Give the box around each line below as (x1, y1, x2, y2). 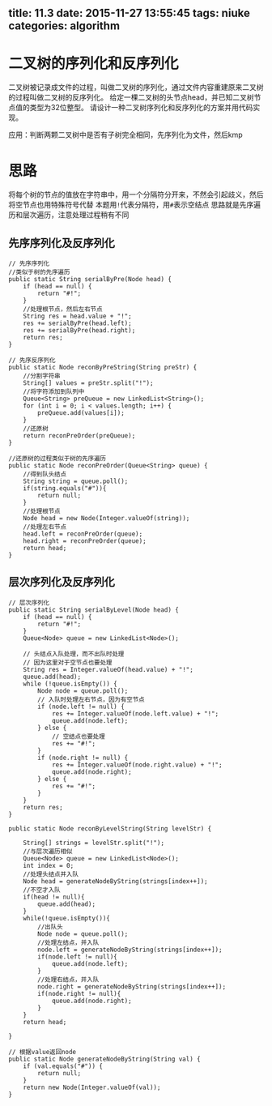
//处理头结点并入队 (23, 870, 79, 878)
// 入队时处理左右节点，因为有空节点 (37, 695, 146, 703)
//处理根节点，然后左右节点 (23, 305, 103, 314)
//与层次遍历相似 (23, 847, 73, 856)
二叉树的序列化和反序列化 (8, 54, 180, 72)
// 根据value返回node (8, 1048, 77, 1056)
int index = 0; (23, 861, 74, 869)
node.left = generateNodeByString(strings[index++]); (37, 946, 223, 954)
